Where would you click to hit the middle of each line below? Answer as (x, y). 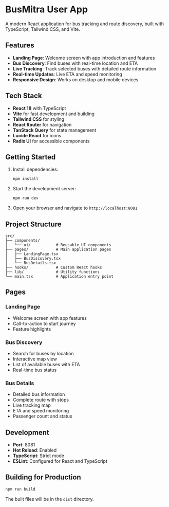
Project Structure (33, 224)
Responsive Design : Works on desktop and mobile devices (76, 79)
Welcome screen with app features (50, 318)
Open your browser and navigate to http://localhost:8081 (75, 208)
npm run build (21, 489)
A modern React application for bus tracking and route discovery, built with (85, 24)
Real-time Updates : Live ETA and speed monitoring (67, 74)
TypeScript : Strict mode (39, 456)
